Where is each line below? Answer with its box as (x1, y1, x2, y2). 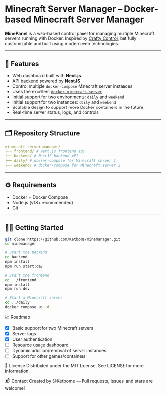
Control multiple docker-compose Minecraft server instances (12, 83, 133, 89)
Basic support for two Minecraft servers (12, 325, 94, 331)
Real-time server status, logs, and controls (12, 109, 99, 115)
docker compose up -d (5, 305, 50, 310)
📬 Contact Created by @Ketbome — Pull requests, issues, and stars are (5, 378, 153, 384)
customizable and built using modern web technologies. (5, 40, 120, 46)
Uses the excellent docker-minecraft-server (12, 88, 102, 94)
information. (5, 368, 30, 374)
